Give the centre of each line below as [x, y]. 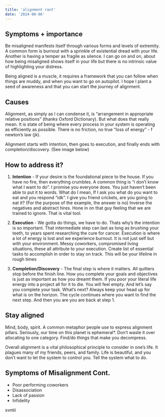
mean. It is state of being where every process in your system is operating [80, 124]
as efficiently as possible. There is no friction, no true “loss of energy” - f [79, 130]
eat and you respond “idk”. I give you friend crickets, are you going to [82, 197]
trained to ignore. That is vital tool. [47, 213]
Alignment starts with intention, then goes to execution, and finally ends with [82, 144]
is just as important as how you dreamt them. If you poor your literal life [84, 279]
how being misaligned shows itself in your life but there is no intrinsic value [81, 61]
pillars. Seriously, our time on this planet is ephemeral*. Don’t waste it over [80, 332]
